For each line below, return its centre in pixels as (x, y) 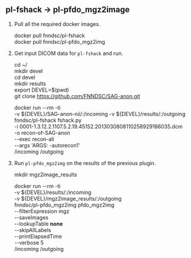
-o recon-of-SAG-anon (42, 133)
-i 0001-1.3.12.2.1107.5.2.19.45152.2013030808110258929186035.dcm (98, 126)
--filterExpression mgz (42, 211)
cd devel (25, 77)
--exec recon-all (34, 139)
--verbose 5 (29, 243)
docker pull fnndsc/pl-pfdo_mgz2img (59, 41)
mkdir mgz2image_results (46, 175)
